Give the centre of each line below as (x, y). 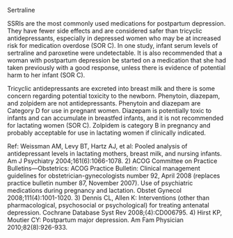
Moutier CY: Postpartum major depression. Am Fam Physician (96, 220)
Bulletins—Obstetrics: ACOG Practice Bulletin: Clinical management (104, 168)
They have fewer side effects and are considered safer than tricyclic (105, 31)
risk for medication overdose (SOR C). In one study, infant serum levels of (113, 45)
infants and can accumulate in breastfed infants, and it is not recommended (115, 118)
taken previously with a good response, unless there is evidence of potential (116, 68)
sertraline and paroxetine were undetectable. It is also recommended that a (115, 53)
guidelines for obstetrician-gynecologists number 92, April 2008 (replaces (114, 176)
